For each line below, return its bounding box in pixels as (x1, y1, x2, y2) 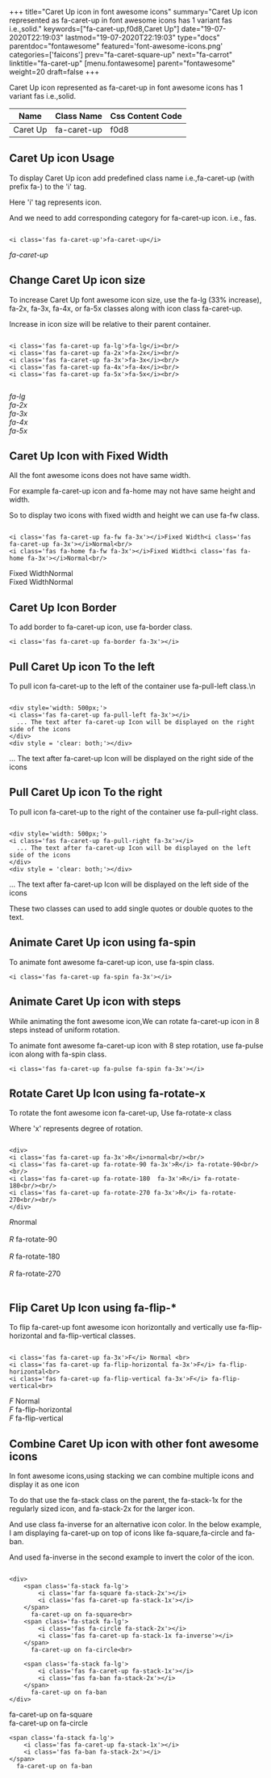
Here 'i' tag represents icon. (9, 197, 102, 207)
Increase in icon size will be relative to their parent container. (9, 319, 211, 328)
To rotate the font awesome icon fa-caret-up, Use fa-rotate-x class (9, 1108, 232, 1118)
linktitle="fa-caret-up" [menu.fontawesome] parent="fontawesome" (9, 58, 236, 68)
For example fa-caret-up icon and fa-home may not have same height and (9, 486, 256, 496)
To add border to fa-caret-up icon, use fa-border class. (9, 622, 193, 632)
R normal (9, 1217, 37, 1227)
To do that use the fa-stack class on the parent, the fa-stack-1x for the (9, 1495, 243, 1505)
